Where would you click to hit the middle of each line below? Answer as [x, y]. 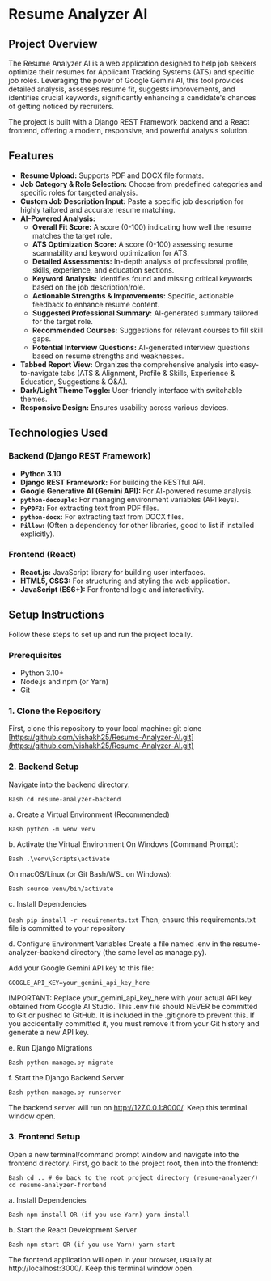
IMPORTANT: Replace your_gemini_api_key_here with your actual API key [130, 998]
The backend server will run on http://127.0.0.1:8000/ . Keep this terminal [128, 1107]
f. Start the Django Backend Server [66, 1077]
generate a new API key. [49, 1032]
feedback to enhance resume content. [96, 304]
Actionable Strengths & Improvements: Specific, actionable [133, 295]
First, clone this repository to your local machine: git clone [105, 729]
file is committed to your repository [67, 928]
